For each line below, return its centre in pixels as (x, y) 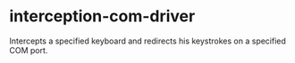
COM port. (29, 50)
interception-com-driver (102, 16)
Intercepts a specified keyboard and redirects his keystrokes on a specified (147, 41)
